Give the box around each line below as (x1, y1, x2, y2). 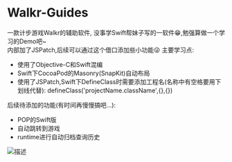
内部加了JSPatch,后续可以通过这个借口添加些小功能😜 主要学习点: (7, 45, 195, 54)
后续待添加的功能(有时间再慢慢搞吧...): (7, 101, 116, 109)
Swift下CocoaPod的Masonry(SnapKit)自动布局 (17, 69, 150, 77)
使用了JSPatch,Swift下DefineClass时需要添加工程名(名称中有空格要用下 (17, 77, 222, 85)
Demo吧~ (19, 37, 47, 45)
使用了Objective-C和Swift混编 (17, 60, 103, 68)
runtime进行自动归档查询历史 (17, 132, 100, 141)
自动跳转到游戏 (17, 124, 60, 132)
